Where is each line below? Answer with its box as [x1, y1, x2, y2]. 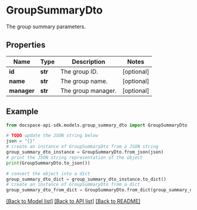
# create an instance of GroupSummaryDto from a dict [6, 182, 141, 188]
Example [6, 106, 39, 116]
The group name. [60, 77, 108, 85]
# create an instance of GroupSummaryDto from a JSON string [6, 144, 159, 150]
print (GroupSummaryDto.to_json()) [6, 160, 91, 166]
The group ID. [60, 67, 98, 75]
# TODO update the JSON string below [6, 133, 98, 139]
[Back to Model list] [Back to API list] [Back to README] [6, 198, 141, 205]
